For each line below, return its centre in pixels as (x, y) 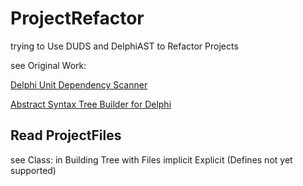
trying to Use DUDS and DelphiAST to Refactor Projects (124, 46)
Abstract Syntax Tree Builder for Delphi (91, 104)
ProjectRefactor (77, 18)
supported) (33, 170)
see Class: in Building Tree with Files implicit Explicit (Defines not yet (151, 159)
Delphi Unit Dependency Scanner (79, 84)
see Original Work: (48, 65)
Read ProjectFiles (66, 135)
